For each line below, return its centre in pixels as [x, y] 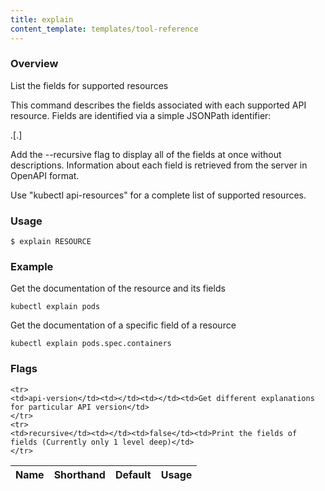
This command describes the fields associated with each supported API [158, 105]
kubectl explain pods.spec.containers [91, 344]
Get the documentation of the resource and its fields [118, 288]
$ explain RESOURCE [51, 242]
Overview [34, 64]
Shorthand [79, 474]
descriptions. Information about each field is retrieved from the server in [159, 165]
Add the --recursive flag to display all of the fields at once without [146, 154]
